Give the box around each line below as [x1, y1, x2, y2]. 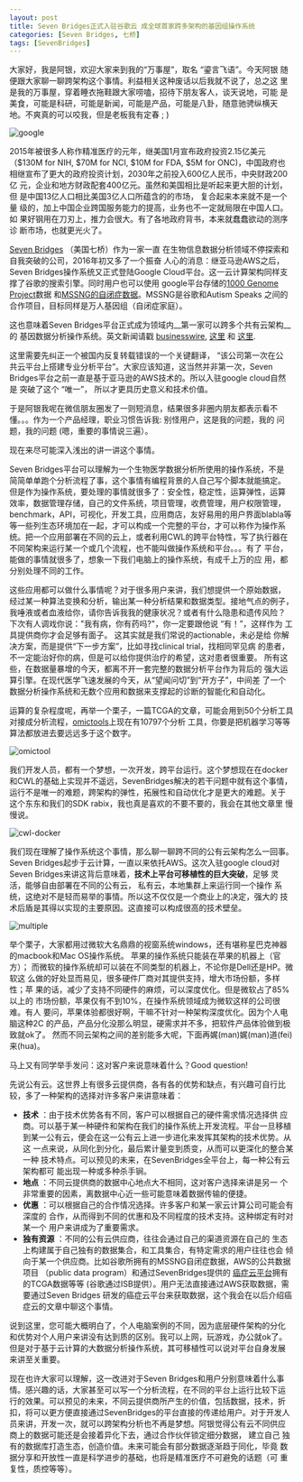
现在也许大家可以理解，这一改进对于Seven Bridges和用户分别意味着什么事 [9, 1373, 285, 1385]
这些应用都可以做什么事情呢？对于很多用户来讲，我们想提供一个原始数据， [9, 585, 286, 595]
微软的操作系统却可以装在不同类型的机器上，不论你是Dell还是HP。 [39, 962, 286, 972]
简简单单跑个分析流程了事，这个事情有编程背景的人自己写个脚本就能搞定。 [9, 475, 286, 486]
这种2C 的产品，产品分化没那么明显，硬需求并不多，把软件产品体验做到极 [16, 1018, 291, 1029]
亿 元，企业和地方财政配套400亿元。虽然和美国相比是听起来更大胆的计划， [9, 179, 288, 190]
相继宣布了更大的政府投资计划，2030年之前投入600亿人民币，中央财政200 [9, 169, 289, 179]
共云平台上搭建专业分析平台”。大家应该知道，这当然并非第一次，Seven [9, 362, 273, 373]
